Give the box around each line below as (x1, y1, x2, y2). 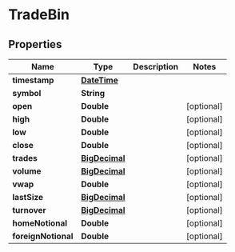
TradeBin (8, 6, 70, 24)
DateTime (81, 74, 118, 86)
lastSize (12, 192, 44, 202)
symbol (12, 88, 42, 98)
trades (12, 153, 38, 163)
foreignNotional (12, 230, 74, 242)
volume (12, 166, 42, 177)
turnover (12, 205, 46, 215)
